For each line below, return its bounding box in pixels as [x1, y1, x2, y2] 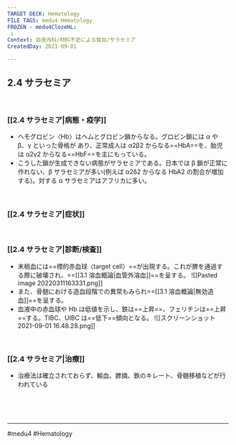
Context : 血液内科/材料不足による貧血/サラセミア [7, 37, 136, 44]
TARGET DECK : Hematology [7, 10, 80, 18]
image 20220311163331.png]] [17, 279, 103, 287]
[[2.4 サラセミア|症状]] [7, 209, 85, 219]
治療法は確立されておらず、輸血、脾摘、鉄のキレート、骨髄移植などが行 [17, 371, 226, 380]
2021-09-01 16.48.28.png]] [17, 321, 96, 330]
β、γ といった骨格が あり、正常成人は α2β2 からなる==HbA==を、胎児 [17, 142, 223, 150]
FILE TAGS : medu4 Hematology [7, 17, 93, 24]
